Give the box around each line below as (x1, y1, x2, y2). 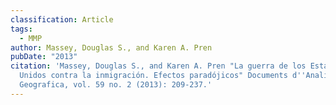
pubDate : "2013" (10, 52, 78, 62)
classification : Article (10, 14, 114, 25)
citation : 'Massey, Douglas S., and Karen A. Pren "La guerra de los (10, 61, 307, 71)
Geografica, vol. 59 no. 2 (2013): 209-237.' (19, 80, 213, 90)
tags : (10, 24, 33, 34)
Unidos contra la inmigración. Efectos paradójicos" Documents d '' (19, 71, 307, 81)
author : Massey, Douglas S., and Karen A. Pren (10, 42, 213, 53)
